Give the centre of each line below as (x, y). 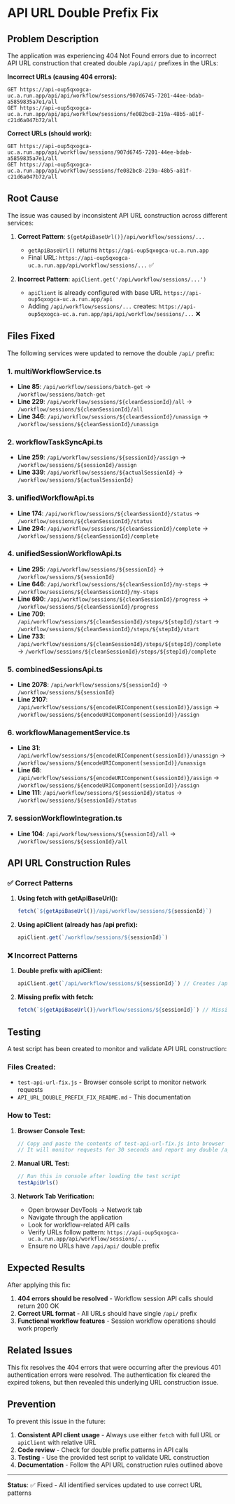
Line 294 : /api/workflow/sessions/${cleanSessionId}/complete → (113, 528)
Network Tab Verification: (56, 1196)
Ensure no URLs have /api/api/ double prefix (93, 1246)
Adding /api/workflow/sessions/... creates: (92, 306)
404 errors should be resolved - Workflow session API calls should (115, 1298)
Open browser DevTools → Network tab (85, 1210)
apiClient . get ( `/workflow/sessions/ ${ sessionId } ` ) (93, 938)
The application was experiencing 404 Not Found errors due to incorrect (112, 55)
